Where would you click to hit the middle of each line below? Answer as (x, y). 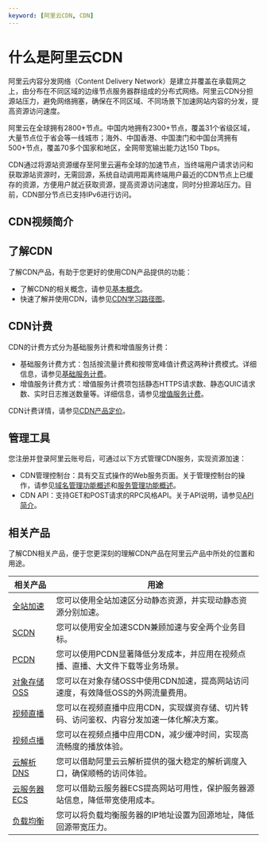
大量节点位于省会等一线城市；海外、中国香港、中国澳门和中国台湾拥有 (123, 138)
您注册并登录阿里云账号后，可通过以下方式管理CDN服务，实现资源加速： (127, 459)
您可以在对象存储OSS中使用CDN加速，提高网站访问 (153, 681)
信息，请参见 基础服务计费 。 (65, 374)
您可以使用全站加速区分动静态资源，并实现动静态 (148, 600)
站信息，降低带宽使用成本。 (108, 800)
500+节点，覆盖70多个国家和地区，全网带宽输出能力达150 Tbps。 (116, 147)
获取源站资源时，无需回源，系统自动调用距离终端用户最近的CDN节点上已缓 (131, 174)
